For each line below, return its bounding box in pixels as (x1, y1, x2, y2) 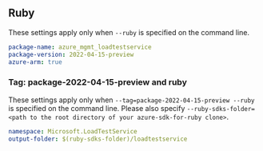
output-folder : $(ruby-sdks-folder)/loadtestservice (8, 135, 188, 143)
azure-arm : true (8, 58, 62, 66)
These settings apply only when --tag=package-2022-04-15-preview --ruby (8, 95, 255, 105)
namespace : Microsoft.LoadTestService (8, 127, 137, 135)
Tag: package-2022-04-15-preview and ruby (8, 77, 188, 88)
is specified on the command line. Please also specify (8, 103, 185, 113)
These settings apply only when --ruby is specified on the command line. (8, 27, 250, 37)
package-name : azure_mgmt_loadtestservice (8, 43, 152, 51)
